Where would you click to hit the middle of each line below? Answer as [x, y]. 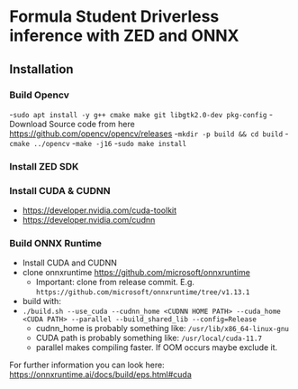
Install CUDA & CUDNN [60, 190]
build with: [41, 301]
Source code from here [92, 124]
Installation [41, 69]
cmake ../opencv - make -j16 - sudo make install [98, 143]
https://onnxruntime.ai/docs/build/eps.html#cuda [100, 375]
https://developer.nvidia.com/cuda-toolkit [99, 210]
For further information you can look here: [87, 365]
